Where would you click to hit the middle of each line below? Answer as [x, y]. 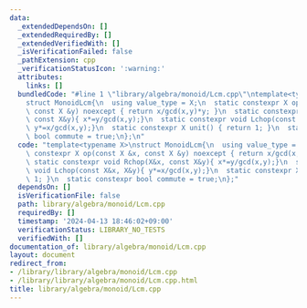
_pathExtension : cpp [57, 60]
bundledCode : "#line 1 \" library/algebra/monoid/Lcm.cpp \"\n [137, 94]
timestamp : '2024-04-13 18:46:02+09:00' [95, 221]
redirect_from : [38, 264]
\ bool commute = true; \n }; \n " [85, 137]
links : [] [45, 86]
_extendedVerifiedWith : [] [69, 43]
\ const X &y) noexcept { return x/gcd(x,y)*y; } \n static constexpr [163, 111]
